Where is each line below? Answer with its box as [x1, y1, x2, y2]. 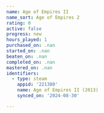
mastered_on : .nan [6, 64, 53, 71]
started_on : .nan [6, 48, 50, 54]
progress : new [6, 31, 42, 37]
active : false [6, 25, 42, 32]
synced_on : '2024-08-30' [17, 93, 80, 99]
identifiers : [6, 70, 39, 76]
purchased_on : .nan [6, 43, 56, 49]
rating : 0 [6, 20, 31, 26]
